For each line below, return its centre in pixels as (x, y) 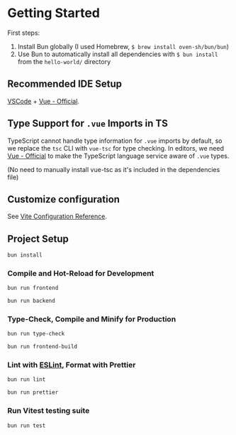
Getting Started (54, 13)
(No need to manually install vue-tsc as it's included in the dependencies (114, 169)
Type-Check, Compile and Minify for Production (92, 319)
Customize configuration (64, 199)
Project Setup (38, 238)
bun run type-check (36, 334)
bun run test (27, 425)
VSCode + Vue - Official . (44, 101)
